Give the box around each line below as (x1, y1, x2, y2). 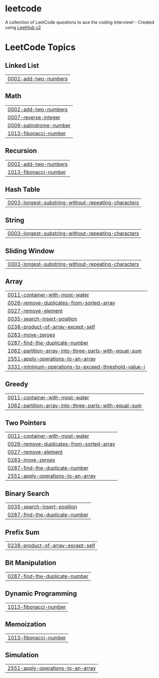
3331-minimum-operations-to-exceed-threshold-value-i (7, 363, 146, 370)
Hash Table (5, 185, 40, 193)
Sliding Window (5, 247, 54, 255)
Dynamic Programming (5, 589, 77, 598)
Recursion (5, 147, 37, 155)
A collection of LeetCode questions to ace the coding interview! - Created (5, 19, 155, 25)
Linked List (5, 61, 39, 69)
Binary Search (5, 489, 50, 497)
